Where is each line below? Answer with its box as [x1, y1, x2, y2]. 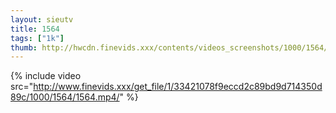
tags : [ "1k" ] [10, 33, 65, 43]
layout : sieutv [10, 14, 74, 25]
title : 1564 [10, 24, 60, 34]
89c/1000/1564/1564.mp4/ [10, 91, 120, 103]
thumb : [10, 42, 38, 53]
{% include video [10, 70, 82, 82]
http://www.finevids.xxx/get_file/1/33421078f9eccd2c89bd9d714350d [33, 81, 323, 93]
